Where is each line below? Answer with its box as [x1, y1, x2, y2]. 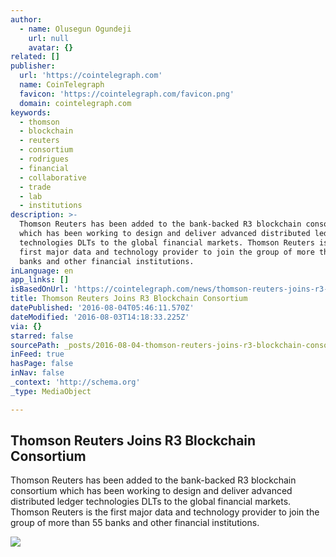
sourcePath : [10, 340, 60, 350]
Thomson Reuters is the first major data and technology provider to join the [10, 506, 320, 518]
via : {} [10, 321, 43, 331]
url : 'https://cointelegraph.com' [19, 71, 163, 81]
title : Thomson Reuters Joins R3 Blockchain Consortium [10, 294, 248, 304]
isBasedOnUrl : [10, 284, 70, 295]
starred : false [10, 331, 74, 341]
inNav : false [10, 368, 65, 378]
